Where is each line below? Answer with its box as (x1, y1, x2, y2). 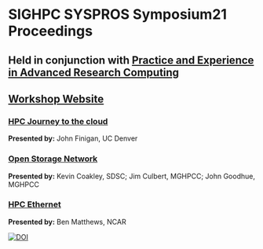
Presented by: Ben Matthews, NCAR (8, 217, 127, 226)
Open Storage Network (8, 153, 98, 164)
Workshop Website (8, 92, 104, 105)
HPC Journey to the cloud (8, 115, 108, 126)
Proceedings (8, 22, 93, 40)
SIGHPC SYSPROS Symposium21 (8, 5, 228, 24)
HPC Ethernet (8, 199, 61, 210)
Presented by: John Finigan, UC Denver (8, 134, 138, 143)
